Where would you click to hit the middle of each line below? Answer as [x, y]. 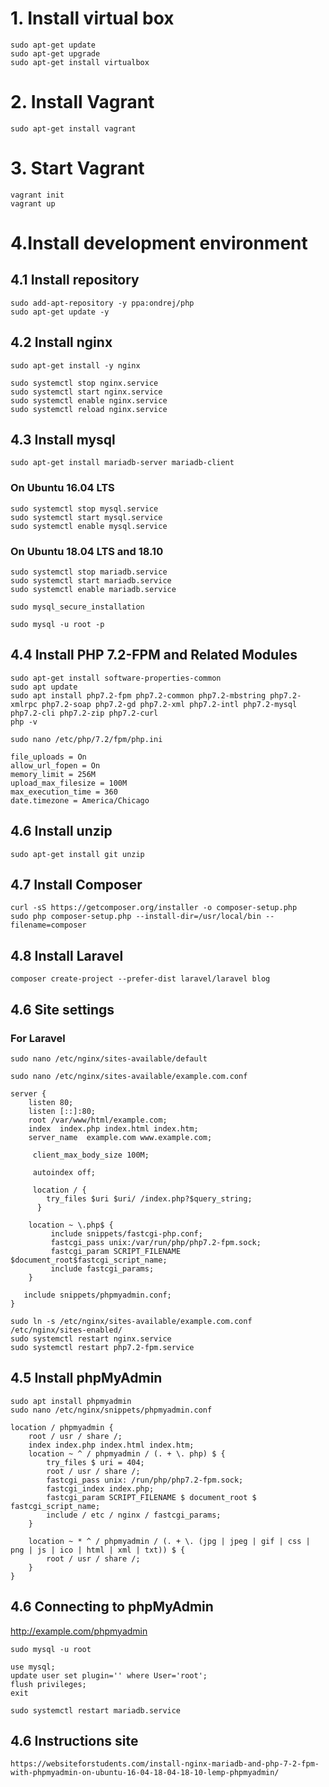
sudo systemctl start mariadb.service [91, 581]
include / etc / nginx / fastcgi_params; [134, 1515]
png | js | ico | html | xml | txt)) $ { [98, 1550]
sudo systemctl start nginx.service [86, 392]
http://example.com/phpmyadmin [79, 1631]
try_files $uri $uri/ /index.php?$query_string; [149, 1198]
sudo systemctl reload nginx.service [89, 409]
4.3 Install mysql [63, 440]
